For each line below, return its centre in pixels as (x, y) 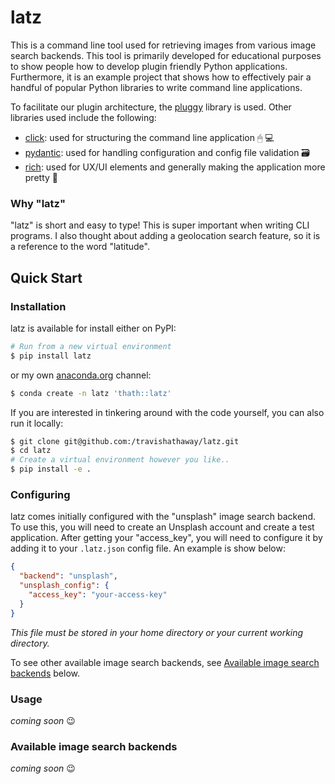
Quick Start (46, 277)
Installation (38, 306)
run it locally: (37, 423)
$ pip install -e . (51, 469)
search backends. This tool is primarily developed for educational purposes (166, 55)
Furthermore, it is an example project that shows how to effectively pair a (161, 77)
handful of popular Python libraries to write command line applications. (156, 87)
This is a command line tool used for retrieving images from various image (163, 45)
